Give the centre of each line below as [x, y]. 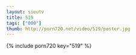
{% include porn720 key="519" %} [49, 46]
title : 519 [20, 18]
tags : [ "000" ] [24, 23]
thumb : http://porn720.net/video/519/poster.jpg [68, 29]
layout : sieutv [25, 12]
